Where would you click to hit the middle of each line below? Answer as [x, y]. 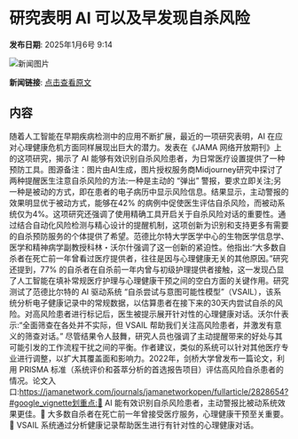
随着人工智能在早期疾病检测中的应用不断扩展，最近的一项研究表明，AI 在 [142, 136]
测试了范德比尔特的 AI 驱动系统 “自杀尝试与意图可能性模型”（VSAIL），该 [141, 291]
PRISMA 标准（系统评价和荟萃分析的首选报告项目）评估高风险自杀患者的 [151, 369]
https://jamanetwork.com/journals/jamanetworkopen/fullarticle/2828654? [154, 391]
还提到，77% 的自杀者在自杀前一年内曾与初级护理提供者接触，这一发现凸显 [147, 269]
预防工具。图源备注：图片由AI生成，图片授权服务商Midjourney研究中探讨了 [146, 169]
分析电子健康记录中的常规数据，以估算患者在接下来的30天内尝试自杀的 [146, 302]
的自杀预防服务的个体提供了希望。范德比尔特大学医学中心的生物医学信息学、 [149, 235]
